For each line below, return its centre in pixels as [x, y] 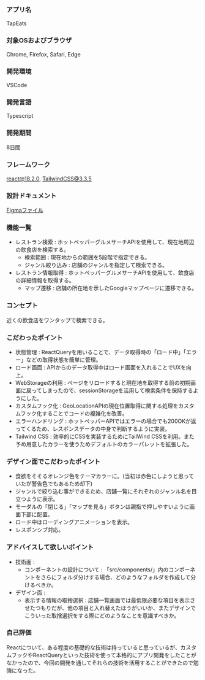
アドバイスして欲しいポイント [50, 547]
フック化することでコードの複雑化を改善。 [74, 413]
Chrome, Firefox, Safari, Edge [43, 54]
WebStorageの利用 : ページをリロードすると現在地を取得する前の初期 [103, 382]
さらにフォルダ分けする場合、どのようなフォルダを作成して [116, 577]
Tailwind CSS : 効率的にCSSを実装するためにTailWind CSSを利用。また [105, 436]
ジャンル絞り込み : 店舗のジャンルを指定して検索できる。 [96, 265]
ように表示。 [42, 499]
